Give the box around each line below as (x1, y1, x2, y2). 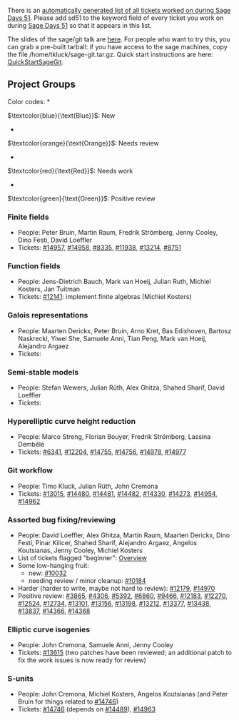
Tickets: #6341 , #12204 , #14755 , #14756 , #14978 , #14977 (17, 447, 187, 456)
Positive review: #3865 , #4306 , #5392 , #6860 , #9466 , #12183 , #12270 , (17, 592, 228, 600)
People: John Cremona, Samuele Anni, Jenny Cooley (17, 641, 173, 649)
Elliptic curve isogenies (7, 624, 91, 634)
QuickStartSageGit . (7, 58, 64, 66)
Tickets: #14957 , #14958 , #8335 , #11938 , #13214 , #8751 (17, 243, 182, 252)
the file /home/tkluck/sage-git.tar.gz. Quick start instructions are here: (7, 50, 213, 59)
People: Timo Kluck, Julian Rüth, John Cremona (17, 482, 158, 490)
